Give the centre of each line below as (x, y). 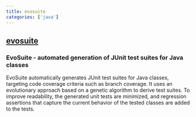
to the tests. (20, 109)
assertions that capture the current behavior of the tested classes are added (98, 103)
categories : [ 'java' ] (32, 17)
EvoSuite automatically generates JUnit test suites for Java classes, (87, 78)
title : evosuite (26, 11)
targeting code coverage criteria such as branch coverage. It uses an (89, 84)
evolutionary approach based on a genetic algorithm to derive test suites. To (98, 90)
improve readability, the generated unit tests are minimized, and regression (96, 96)
